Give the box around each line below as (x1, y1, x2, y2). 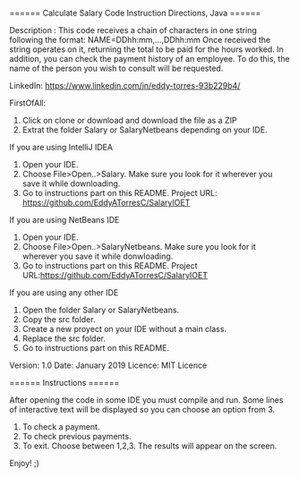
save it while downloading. (21, 178, 121, 189)
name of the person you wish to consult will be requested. (9, 63, 224, 73)
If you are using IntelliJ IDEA (9, 142, 114, 152)
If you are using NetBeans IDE (9, 215, 120, 225)
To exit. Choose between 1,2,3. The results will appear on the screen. (21, 440, 278, 451)
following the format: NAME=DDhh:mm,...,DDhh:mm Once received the (9, 35, 271, 45)
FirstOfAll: (9, 98, 47, 108)
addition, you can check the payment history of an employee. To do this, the (9, 54, 290, 64)
